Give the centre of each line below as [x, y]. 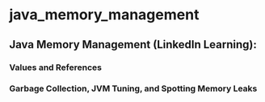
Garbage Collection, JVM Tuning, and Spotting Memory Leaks [133, 88]
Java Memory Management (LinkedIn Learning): [133, 45]
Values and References [55, 67]
